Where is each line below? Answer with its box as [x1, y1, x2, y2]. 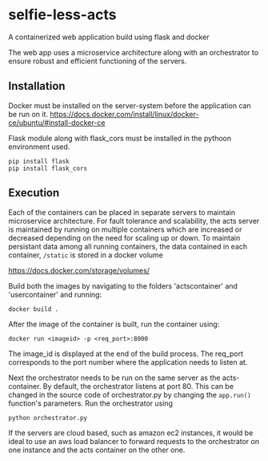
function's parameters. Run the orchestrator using [8, 398, 174, 408]
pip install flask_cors [8, 164, 88, 172]
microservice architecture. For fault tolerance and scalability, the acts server [8, 216, 260, 225]
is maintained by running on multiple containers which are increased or [8, 224, 242, 234]
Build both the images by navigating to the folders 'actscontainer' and [8, 281, 238, 290]
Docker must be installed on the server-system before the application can [8, 100, 251, 110]
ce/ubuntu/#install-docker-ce [8, 118, 106, 127]
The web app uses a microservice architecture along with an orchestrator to [8, 47, 258, 57]
